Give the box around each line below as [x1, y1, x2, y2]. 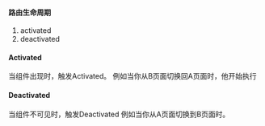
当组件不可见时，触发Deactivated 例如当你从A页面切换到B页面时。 [8, 109, 230, 119]
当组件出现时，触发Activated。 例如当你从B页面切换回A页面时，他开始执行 [8, 71, 257, 81]
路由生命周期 [8, 7, 51, 17]
